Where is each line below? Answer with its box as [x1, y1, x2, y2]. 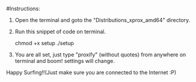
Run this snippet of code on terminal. [14, 28, 106, 35]
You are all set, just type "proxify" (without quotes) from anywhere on [14, 51, 186, 58]
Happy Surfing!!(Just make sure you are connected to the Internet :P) [6, 69, 177, 76]
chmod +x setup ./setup [14, 40, 74, 46]
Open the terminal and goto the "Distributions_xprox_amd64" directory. [14, 17, 191, 23]
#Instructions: [6, 5, 41, 12]
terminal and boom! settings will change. [14, 58, 115, 64]
